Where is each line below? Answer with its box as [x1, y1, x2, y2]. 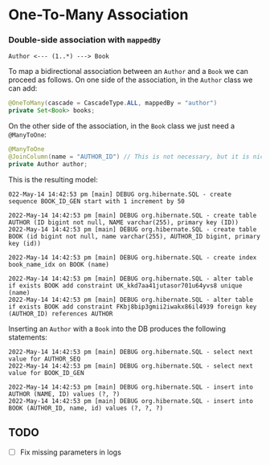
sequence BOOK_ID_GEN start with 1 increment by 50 [8, 197, 185, 206]
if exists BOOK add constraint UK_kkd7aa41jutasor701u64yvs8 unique [8, 281, 243, 290]
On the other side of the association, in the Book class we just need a [8, 121, 235, 131]
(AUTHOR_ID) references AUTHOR [8, 309, 113, 318]
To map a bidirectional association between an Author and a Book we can [8, 67, 249, 76]
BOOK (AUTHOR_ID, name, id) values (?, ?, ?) [8, 404, 163, 412]
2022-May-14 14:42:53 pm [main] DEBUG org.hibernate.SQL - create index [8, 253, 257, 262]
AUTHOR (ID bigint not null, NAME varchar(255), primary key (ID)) [8, 218, 239, 226]
